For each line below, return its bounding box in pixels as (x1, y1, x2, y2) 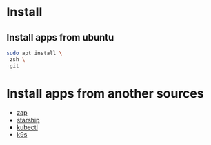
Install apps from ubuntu (6, 32, 114, 43)
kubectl (16, 123, 39, 131)
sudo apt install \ (6, 49, 63, 56)
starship (16, 115, 40, 124)
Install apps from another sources (6, 85, 204, 101)
